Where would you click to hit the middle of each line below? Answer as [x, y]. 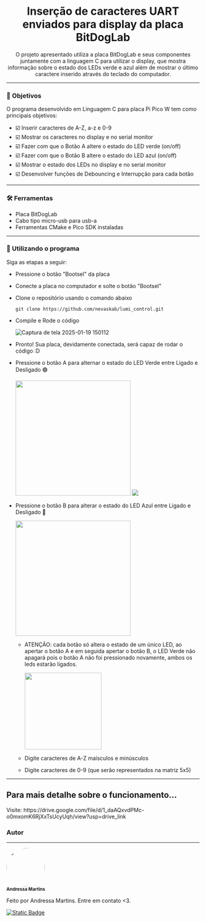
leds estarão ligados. [51, 664]
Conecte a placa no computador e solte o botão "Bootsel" [88, 286]
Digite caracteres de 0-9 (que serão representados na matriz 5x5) [108, 770]
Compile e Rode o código [47, 320]
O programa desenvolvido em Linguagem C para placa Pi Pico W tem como [102, 109]
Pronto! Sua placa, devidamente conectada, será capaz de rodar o [99, 344]
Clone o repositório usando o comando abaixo [74, 298]
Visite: [14, 810]
